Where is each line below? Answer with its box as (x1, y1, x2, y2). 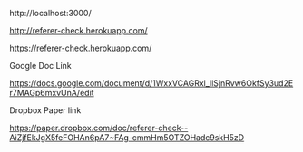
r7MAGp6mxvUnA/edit (9, 88, 94, 98)
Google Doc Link (9, 61, 73, 71)
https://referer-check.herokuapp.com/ (9, 43, 152, 53)
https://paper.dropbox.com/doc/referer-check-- (9, 122, 189, 133)
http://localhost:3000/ (9, 8, 93, 18)
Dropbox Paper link (9, 105, 82, 116)
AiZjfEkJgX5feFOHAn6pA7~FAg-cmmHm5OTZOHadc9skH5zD (9, 132, 245, 143)
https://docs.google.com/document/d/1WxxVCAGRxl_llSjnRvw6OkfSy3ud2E (9, 78, 294, 89)
